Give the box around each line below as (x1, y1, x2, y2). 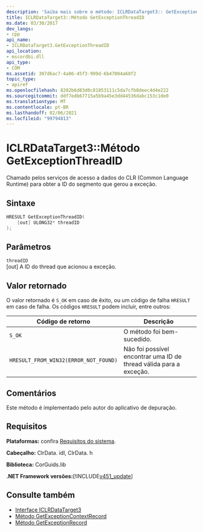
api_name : (6, 37, 31, 43)
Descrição (143, 317, 174, 326)
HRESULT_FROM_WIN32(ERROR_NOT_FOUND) (9, 357, 118, 364)
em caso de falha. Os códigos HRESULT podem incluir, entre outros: (6, 303, 171, 311)
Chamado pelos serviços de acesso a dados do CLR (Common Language (6, 174, 188, 182)
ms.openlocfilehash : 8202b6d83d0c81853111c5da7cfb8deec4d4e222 (6, 87, 169, 93)
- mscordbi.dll (6, 54, 45, 60)
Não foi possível (123, 345, 169, 353)
